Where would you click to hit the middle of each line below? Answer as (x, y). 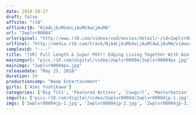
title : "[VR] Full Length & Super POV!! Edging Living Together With (92, 55)
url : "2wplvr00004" (30, 33)
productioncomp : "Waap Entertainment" (53, 82)
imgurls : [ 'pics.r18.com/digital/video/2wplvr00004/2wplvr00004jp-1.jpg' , (99, 98)
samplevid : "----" (28, 49)
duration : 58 (22, 76)
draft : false (22, 17)
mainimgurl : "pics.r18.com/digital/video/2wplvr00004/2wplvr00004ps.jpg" (98, 60)
